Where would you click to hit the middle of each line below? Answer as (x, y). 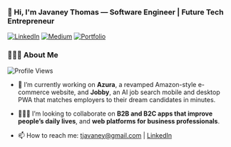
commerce (34, 92)
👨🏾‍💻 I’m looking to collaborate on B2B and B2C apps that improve (115, 113)
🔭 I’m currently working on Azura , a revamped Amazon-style (107, 84)
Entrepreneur (31, 21)
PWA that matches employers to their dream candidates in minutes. (117, 99)
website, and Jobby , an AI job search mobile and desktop (136, 92)
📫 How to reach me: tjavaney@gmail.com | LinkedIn (95, 135)
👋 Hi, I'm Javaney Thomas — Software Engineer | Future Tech (115, 12)
